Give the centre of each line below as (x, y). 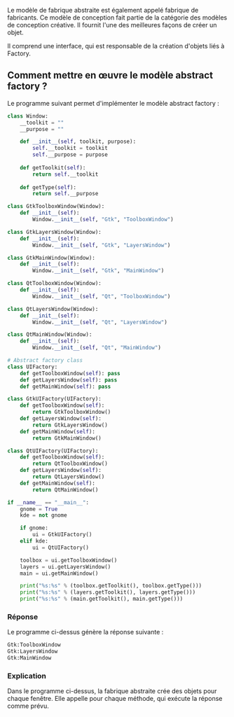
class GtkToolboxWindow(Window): (56, 207)
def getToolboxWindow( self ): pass (70, 373)
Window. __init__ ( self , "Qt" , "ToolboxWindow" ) (102, 296)
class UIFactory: (33, 367)
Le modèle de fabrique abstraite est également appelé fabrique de (103, 10)
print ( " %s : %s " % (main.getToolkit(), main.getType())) (102, 599)
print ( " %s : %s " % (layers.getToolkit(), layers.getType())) (108, 592)
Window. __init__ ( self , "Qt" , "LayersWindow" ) (100, 322)
